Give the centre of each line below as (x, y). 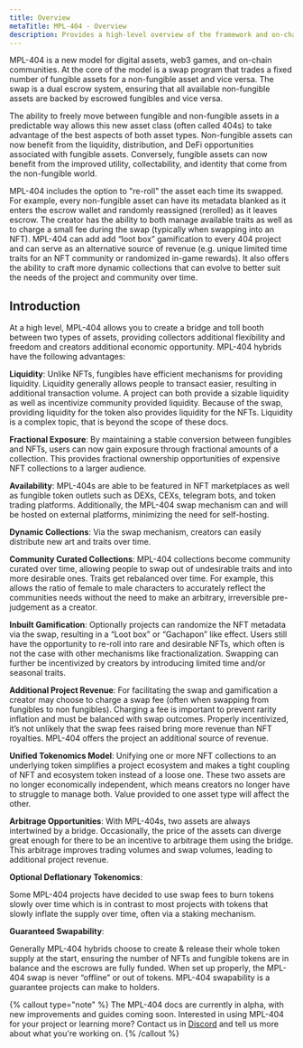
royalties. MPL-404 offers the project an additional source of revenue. (139, 738)
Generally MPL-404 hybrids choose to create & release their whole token (145, 949)
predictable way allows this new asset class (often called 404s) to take (141, 126)
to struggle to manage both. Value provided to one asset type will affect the (150, 794)
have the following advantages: (68, 357)
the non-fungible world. (53, 173)
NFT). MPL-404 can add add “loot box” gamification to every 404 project (145, 239)
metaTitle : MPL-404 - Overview (68, 26)
